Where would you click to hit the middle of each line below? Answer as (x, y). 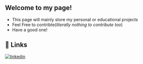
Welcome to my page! (39, 8)
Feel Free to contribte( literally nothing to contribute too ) (67, 25)
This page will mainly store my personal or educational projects (75, 19)
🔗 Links (16, 45)
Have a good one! (30, 30)
